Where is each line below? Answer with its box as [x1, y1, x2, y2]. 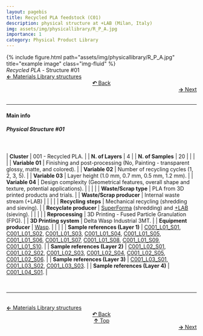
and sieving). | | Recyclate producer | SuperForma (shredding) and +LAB [6, 204, 188, 211]
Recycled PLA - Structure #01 [6, 67, 80, 73]
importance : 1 [6, 31, 42, 38]
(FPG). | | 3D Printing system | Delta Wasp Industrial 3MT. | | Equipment [6, 217, 187, 224]
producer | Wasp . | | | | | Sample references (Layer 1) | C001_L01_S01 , [6, 223, 181, 231]
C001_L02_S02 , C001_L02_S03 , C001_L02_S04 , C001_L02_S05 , [6, 249, 166, 256]
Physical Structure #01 [6, 125, 65, 133]
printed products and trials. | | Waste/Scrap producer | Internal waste [6, 191, 180, 199]
